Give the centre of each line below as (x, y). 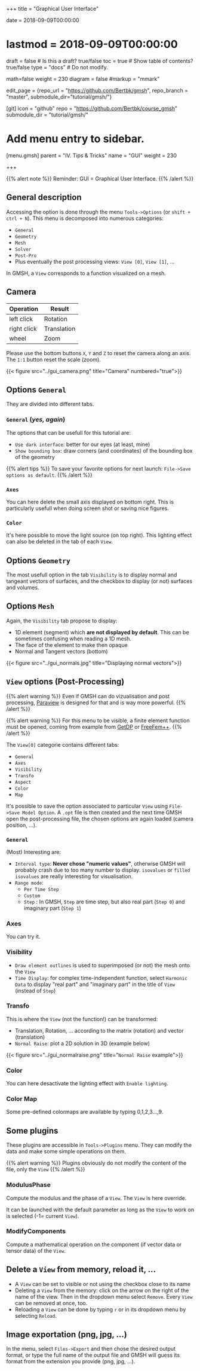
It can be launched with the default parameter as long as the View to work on (100, 1210)
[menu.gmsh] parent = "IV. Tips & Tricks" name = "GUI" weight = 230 (92, 155)
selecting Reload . (36, 1315)
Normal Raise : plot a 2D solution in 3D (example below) (82, 1043)
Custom (32, 896)
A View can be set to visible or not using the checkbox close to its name (103, 1284)
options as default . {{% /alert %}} (49, 475)
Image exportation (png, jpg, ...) (67, 1335)
